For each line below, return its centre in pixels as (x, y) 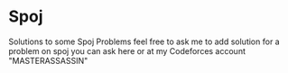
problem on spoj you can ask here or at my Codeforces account (127, 50)
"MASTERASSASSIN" (48, 60)
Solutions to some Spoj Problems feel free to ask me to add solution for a (144, 41)
